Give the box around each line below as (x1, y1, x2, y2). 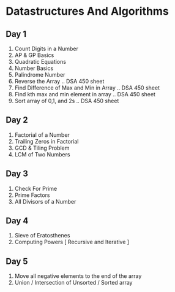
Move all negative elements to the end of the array (14, 272, 142, 280)
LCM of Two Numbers (14, 150, 70, 158)
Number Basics (14, 64, 54, 72)
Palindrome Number (14, 71, 65, 78)
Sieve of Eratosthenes (14, 232, 70, 239)
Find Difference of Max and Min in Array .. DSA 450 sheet (14, 84, 160, 91)
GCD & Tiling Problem (14, 144, 70, 152)
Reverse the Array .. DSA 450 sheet (14, 78, 105, 85)
